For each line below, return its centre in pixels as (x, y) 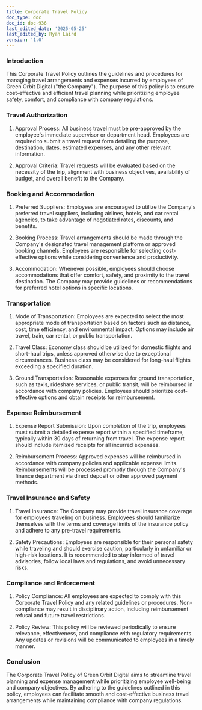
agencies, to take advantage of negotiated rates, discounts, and (94, 220)
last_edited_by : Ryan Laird (41, 34)
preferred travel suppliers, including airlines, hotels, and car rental (96, 213)
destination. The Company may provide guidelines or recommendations (103, 281)
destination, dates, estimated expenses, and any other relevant (93, 147)
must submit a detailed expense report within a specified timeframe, (99, 432)
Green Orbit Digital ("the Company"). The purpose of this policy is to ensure (100, 87)
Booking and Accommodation (50, 194)
